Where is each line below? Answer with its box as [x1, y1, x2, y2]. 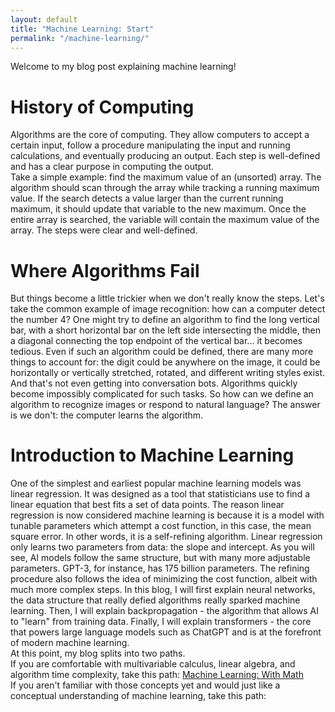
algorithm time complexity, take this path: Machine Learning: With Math [10, 669, 304, 681]
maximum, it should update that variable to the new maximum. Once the [10, 203, 307, 215]
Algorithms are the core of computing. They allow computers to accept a [10, 129, 310, 141]
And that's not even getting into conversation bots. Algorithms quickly [10, 377, 298, 390]
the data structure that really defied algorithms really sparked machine [10, 594, 301, 606]
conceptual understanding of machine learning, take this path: [10, 690, 267, 702]
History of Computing [10, 96, 195, 118]
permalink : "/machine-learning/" [10, 33, 150, 43]
